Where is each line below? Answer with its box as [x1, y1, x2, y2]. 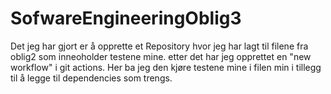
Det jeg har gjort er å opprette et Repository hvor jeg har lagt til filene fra [10, 40, 309, 52]
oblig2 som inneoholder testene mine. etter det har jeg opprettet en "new [10, 50, 312, 62]
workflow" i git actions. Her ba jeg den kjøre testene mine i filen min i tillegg [10, 61, 322, 73]
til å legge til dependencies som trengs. [10, 72, 173, 84]
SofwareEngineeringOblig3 [10, 7, 242, 30]
